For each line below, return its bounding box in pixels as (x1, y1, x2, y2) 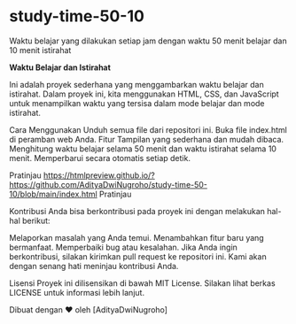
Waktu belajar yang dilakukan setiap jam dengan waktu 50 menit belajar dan (9, 35, 287, 46)
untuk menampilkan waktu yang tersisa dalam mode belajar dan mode (9, 97, 265, 108)
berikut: (21, 215, 51, 226)
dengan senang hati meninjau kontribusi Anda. (9, 260, 179, 271)
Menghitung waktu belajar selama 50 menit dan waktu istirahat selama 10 (9, 143, 277, 154)
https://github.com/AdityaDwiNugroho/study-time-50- (9, 179, 208, 189)
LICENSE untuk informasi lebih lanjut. (9, 287, 144, 297)
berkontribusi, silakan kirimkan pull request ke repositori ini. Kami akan (9, 251, 268, 262)
